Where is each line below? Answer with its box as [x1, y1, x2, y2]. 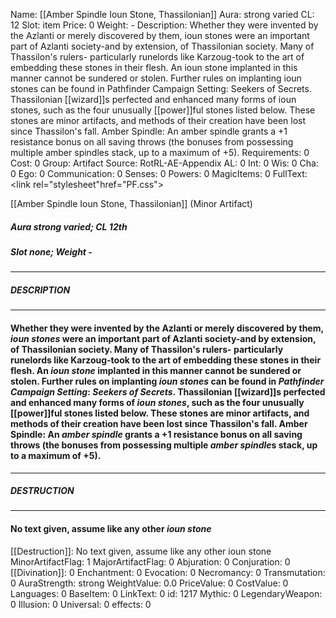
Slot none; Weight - [10, 245, 93, 258]
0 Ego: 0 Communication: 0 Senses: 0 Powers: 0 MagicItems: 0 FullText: [10, 168, 308, 179]
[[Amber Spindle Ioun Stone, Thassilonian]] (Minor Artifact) [10, 198, 253, 209]
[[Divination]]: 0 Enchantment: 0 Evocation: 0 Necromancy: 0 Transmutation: [10, 566, 326, 578]
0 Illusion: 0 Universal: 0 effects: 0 [10, 598, 152, 610]
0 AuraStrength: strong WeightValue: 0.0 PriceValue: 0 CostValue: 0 [10, 577, 289, 589]
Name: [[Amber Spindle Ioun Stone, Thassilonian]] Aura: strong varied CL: [10, 9, 315, 20]
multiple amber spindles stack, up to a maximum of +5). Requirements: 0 [10, 147, 310, 158]
